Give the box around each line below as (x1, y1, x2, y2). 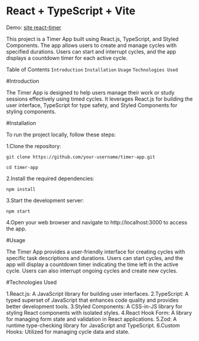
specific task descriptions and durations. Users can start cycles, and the (6, 254, 184, 261)
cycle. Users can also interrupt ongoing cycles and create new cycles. (6, 267, 178, 274)
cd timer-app (6, 164, 39, 170)
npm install (6, 186, 36, 192)
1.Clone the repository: (6, 142, 61, 149)
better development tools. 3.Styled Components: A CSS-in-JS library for (6, 302, 183, 310)
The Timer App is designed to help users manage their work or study (6, 89, 175, 96)
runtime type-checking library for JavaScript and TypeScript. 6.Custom (6, 321, 180, 329)
